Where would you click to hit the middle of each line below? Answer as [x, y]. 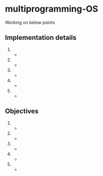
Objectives [22, 111]
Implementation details [41, 38]
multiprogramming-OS [52, 9]
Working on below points [30, 22]
